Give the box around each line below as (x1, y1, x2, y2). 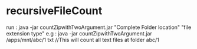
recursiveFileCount (6, 4, 103, 18)
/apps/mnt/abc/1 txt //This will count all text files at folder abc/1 (6, 36, 159, 43)
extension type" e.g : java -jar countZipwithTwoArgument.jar (6, 30, 152, 37)
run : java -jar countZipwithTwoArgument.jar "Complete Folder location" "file (6, 24, 192, 31)
